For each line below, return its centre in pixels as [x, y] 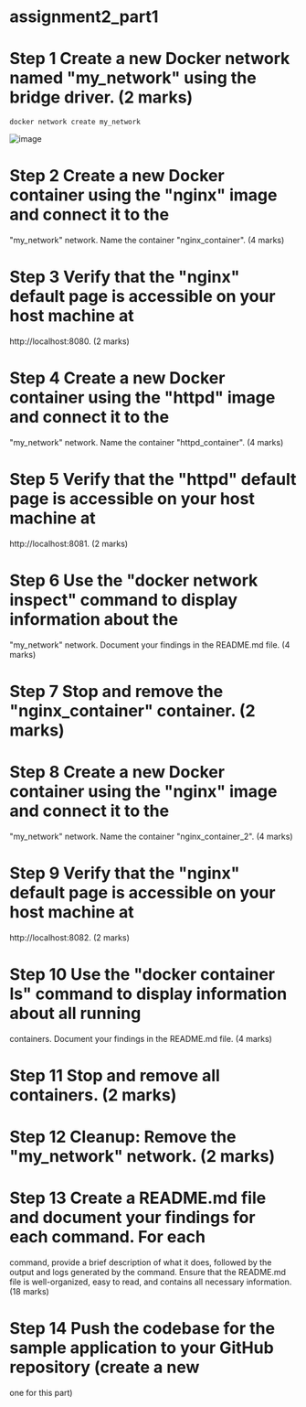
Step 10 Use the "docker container [142, 975]
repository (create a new [105, 1367]
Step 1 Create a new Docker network [150, 59]
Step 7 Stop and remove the [116, 692]
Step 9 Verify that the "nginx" [125, 873]
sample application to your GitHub [142, 1348]
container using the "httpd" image [142, 397]
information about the [94, 620]
